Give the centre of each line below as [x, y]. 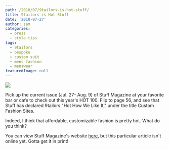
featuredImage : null [27, 71]
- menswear [21, 66]
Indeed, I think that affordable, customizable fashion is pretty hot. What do [83, 121]
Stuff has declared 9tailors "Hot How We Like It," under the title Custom [80, 106]
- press [18, 33]
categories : [18, 29]
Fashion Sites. [20, 111]
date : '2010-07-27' [26, 19]
